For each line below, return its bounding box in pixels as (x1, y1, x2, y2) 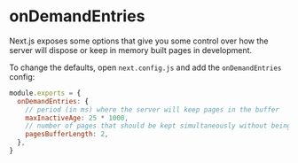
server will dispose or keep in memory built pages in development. (9, 44, 253, 55)
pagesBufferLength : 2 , (25, 130, 109, 139)
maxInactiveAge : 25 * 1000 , (25, 113, 129, 122)
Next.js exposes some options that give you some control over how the (9, 35, 269, 46)
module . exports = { (9, 89, 82, 97)
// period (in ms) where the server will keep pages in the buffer (25, 105, 279, 114)
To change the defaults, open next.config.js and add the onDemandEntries (9, 62, 282, 73)
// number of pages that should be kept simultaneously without (25, 121, 268, 130)
